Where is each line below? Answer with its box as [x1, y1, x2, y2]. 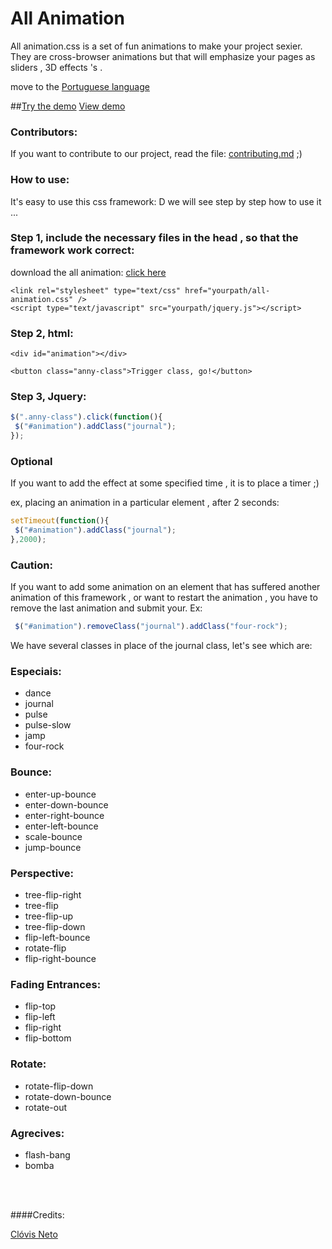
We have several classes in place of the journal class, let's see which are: [10, 640, 313, 652]
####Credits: [10, 1208, 65, 1221]
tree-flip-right [24, 889, 82, 901]
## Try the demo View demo [10, 100, 126, 112]
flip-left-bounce [24, 932, 91, 944]
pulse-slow [24, 719, 72, 731]
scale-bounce [24, 830, 83, 842]
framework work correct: [10, 243, 135, 257]
